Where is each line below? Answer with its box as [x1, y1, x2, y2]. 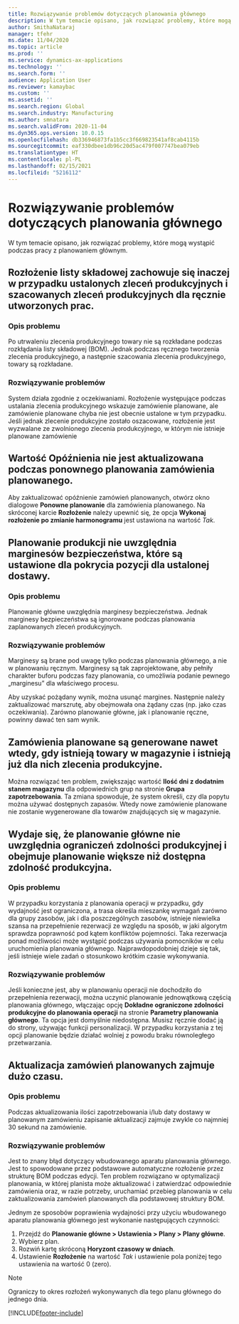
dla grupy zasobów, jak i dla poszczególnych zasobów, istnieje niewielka [8, 914, 221, 922]
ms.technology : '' [8, 63, 63, 70]
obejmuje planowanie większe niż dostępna [8, 850, 206, 863]
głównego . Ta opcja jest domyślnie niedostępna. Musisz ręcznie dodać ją [8, 1016, 223, 1025]
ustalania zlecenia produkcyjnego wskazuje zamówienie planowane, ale [8, 401, 219, 410]
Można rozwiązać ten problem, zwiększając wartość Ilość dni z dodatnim [8, 777, 225, 786]
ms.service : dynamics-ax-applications [8, 57, 123, 64]
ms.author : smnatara [8, 116, 70, 123]
